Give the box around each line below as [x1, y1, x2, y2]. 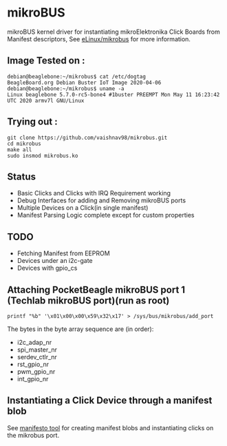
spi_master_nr [17, 346, 57, 354]
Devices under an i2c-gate [17, 257, 93, 265]
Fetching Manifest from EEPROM [17, 249, 110, 257]
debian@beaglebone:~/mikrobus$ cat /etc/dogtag [7, 73, 147, 80]
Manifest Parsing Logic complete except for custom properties [17, 211, 195, 220]
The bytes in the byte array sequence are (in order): [7, 325, 154, 333]
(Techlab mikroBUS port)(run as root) [7, 295, 170, 306]
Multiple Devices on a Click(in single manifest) [17, 204, 149, 212]
